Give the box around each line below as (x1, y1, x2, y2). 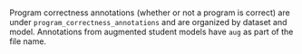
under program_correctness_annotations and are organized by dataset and (9, 16, 287, 27)
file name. (9, 35, 47, 47)
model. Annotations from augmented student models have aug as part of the (9, 26, 294, 37)
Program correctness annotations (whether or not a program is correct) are (9, 7, 290, 18)
